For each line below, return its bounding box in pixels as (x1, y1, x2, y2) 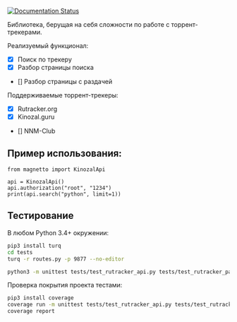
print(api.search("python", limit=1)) (7, 191, 121, 198)
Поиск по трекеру (17, 55, 73, 64)
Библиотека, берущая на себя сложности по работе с (7, 20, 170, 28)
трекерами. (7, 28, 42, 36)
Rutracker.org (17, 105, 58, 113)
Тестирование (7, 210, 74, 222)
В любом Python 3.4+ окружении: (7, 228, 109, 237)
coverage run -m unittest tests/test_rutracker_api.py (7, 301, 172, 309)
